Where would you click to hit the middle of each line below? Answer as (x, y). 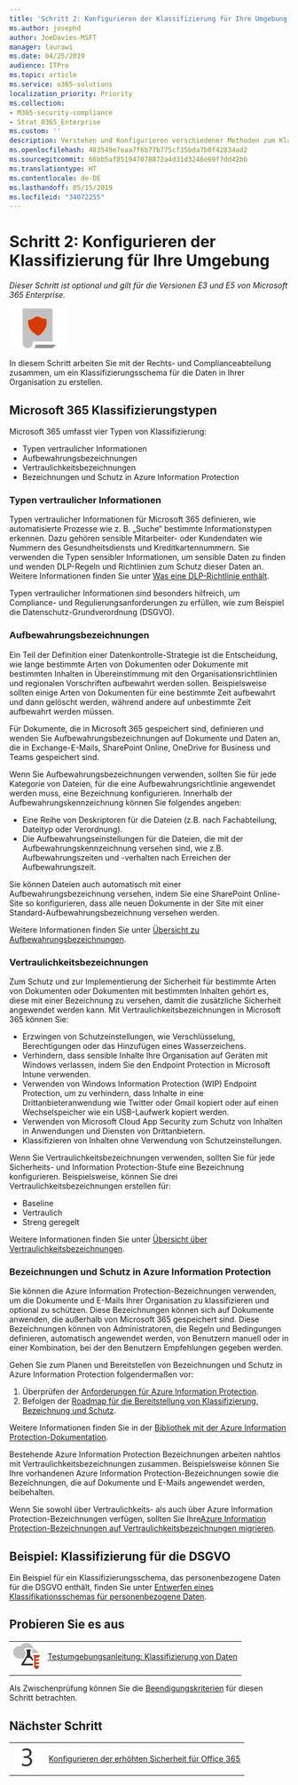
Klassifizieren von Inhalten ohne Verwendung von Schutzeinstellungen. (152, 1140)
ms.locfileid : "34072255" (57, 197)
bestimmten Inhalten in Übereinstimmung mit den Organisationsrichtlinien (143, 673)
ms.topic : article (43, 76)
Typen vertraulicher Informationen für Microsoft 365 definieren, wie (133, 519)
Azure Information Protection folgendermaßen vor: (101, 1374)
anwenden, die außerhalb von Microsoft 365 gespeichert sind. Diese (134, 1319)
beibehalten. (32, 1493)
